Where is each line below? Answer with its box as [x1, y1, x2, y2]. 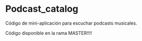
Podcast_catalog [5, 3, 78, 15]
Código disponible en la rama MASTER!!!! [5, 30, 92, 36]
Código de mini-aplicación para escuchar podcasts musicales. [5, 20, 137, 26]
